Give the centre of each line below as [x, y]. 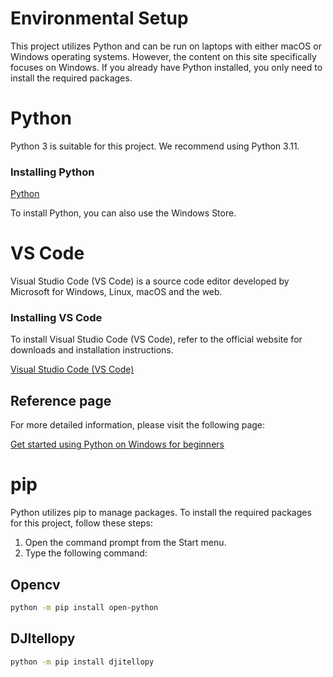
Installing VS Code [56, 318]
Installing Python [52, 172]
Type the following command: [86, 553]
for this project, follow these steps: [82, 523]
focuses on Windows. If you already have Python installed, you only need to [166, 67]
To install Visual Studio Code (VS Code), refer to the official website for [156, 339]
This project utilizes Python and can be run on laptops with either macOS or [166, 46]
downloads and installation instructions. [92, 350]
